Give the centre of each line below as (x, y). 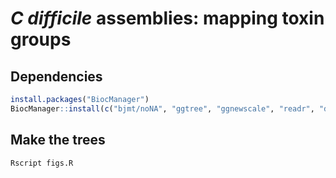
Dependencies (56, 76)
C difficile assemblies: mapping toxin (167, 18)
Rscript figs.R (42, 163)
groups (41, 39)
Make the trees (58, 140)
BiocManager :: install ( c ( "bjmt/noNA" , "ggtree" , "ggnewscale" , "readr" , (162, 108)
